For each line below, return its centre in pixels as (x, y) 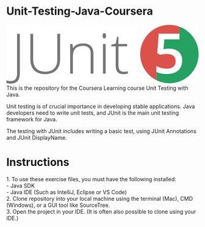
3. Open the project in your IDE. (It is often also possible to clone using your (101, 211)
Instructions (38, 162)
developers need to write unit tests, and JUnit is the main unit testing (93, 113)
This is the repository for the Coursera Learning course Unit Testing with (97, 88)
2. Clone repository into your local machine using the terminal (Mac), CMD (100, 198)
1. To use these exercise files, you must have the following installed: (92, 179)
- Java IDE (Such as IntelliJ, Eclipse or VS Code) (67, 192)
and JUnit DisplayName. (37, 137)
